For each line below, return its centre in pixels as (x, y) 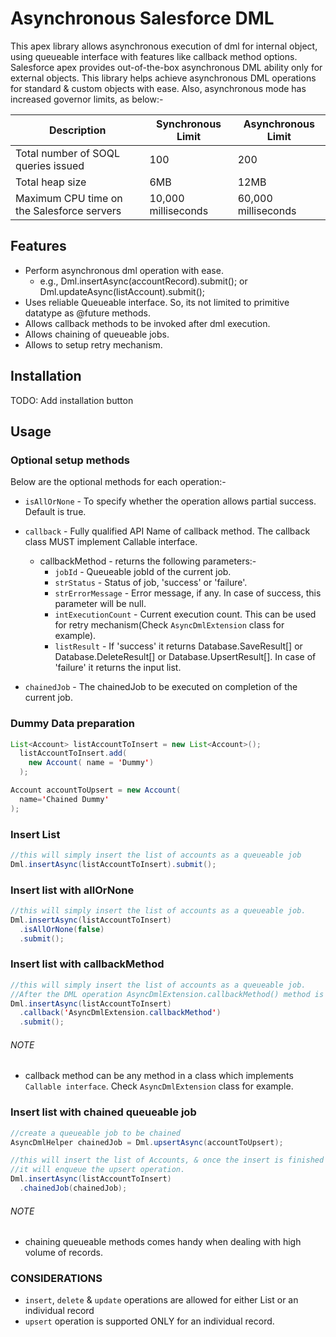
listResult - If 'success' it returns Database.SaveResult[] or (178, 646)
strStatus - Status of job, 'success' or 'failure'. (151, 583)
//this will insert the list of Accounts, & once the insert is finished (167, 1160)
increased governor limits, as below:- (87, 99)
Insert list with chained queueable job (103, 1112)
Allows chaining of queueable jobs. (97, 334)
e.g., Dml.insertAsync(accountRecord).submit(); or (143, 281)
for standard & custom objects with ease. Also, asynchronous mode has (158, 88)
